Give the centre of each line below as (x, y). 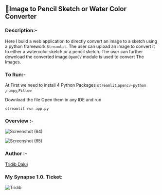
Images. (13, 62)
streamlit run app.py (27, 108)
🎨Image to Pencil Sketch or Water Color (66, 9)
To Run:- (15, 75)
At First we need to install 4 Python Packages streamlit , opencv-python (76, 85)
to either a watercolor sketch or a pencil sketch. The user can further (74, 51)
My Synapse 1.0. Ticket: (34, 177)
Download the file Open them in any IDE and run (53, 99)
